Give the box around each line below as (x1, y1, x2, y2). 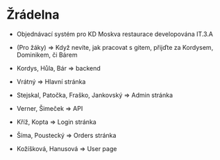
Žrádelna (6, 7, 60, 23)
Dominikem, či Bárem (16, 51, 78, 59)
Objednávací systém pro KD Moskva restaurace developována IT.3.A (16, 30, 213, 38)
